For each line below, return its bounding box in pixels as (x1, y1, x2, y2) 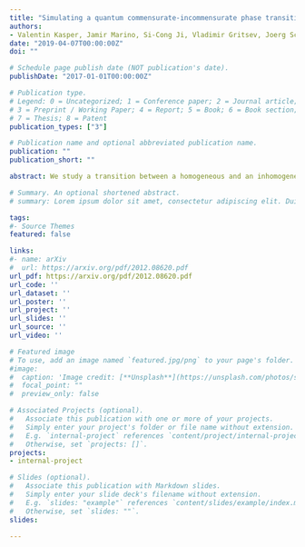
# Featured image (9, 347, 75, 356)
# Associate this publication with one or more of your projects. (9, 414, 274, 423)
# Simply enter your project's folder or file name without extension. (9, 423, 295, 432)
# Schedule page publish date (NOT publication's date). (9, 64, 230, 73)
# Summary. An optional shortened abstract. (9, 188, 181, 197)
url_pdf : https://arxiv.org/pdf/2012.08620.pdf (9, 272, 193, 281)
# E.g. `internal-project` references (9, 431, 165, 441)
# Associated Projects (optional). (9, 406, 144, 415)
